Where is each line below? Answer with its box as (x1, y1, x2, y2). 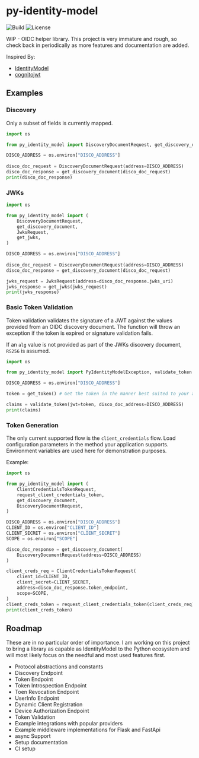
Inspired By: (6, 53, 36, 60)
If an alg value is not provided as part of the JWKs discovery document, (6, 341, 182, 348)
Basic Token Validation (6, 303, 73, 312)
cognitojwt (14, 71, 41, 78)
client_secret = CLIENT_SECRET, (17, 579, 92, 585)
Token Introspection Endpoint (14, 682, 87, 689)
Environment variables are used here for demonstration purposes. (6, 447, 167, 455)
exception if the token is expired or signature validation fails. (6, 329, 153, 337)
